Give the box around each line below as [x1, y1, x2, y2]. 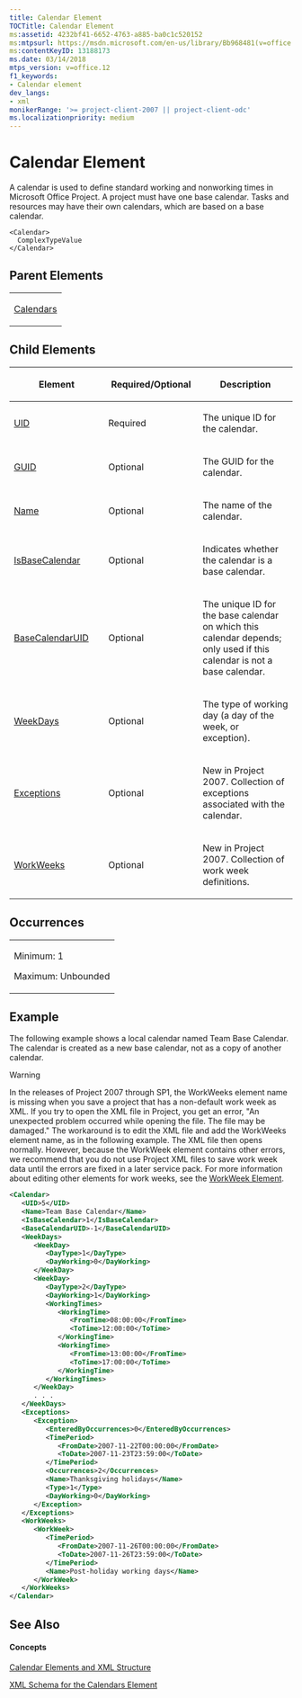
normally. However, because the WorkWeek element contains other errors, [9, 1144, 286, 1156]
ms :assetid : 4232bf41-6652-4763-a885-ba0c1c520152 [9, 30, 203, 39]
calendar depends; [202, 631, 282, 644]
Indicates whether [202, 542, 279, 555]
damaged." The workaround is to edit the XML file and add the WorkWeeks [9, 1125, 287, 1136]
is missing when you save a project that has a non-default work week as [9, 1096, 277, 1107]
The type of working [202, 698, 289, 710]
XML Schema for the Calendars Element [9, 1679, 158, 1690]
